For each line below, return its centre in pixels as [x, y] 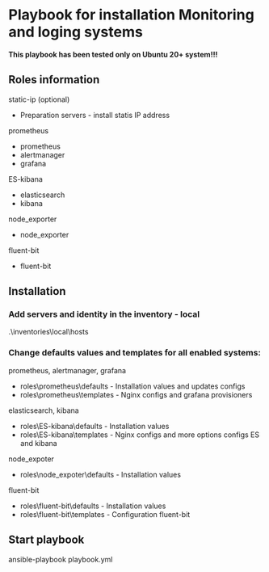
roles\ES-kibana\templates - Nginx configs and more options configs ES [140, 435]
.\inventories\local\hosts [48, 332]
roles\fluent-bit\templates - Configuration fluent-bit [105, 514]
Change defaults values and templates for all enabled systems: [134, 353]
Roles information [54, 80]
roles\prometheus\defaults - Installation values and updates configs [132, 386]
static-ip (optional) [39, 99]
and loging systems [76, 32]
